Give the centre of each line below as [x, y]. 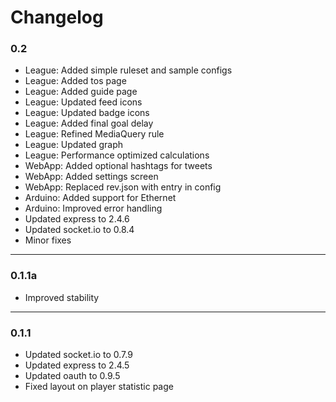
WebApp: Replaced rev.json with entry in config [123, 187]
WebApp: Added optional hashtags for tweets [118, 166]
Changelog [57, 17]
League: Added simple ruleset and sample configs [128, 70]
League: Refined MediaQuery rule [94, 134]
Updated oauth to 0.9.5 [72, 376]
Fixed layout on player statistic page [99, 387]
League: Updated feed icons [83, 102]
